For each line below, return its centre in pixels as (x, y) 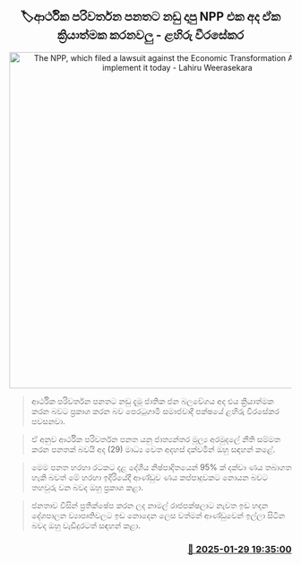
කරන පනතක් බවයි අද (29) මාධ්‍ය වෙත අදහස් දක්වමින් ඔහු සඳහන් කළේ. (153, 449)
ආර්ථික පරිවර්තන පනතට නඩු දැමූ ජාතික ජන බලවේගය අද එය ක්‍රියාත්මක (153, 401)
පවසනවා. (48, 421)
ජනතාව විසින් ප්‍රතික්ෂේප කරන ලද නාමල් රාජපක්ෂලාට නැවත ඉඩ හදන (150, 505)
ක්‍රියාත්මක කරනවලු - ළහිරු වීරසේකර (150, 35)
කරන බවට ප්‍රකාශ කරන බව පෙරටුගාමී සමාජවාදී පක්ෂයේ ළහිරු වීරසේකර (155, 411)
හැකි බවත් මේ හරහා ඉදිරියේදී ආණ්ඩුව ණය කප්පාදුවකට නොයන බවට (150, 477)
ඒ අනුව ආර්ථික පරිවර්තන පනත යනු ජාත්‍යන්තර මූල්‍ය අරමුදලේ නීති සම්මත (155, 438)
